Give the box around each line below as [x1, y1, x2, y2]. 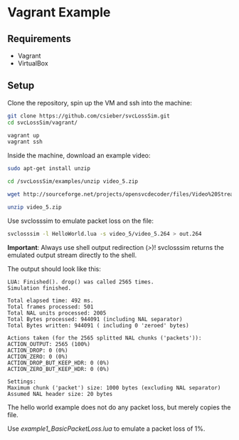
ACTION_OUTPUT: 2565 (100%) [7, 340, 91, 347]
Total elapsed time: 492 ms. [7, 297, 94, 304]
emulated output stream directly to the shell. [7, 251, 137, 259]
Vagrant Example [7, 4, 111, 21]
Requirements [7, 33, 71, 45]
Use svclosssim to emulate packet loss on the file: [7, 216, 154, 225]
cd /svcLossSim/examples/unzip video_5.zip [7, 178, 139, 185]
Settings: [7, 378, 37, 385]
